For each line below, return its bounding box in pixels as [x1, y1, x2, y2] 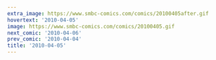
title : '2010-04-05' [7, 42, 67, 49]
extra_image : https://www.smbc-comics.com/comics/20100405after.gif [7, 10, 209, 17]
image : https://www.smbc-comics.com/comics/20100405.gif [7, 23, 175, 30]
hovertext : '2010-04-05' [7, 17, 79, 23]
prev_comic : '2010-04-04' [7, 36, 82, 43]
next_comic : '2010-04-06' [7, 29, 82, 37]
